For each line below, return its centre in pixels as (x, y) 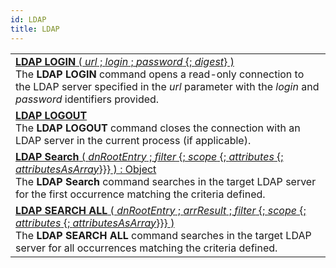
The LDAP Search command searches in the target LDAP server (166, 181)
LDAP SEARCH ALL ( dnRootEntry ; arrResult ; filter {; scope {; (161, 210)
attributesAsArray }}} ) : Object (86, 169)
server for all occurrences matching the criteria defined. (146, 248)
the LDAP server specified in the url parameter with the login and (167, 86)
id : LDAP (28, 19)
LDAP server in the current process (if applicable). (133, 140)
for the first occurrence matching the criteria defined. (140, 194)
